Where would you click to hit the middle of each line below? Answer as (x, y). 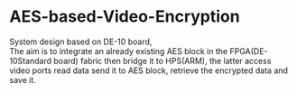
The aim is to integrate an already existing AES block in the (119, 51)
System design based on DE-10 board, (81, 42)
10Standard (31, 60)
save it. (23, 79)
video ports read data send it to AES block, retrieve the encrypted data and (149, 70)
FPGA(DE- (249, 51)
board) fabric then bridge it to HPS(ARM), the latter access (162, 60)
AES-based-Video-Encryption (125, 17)
